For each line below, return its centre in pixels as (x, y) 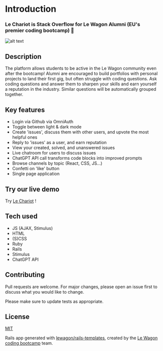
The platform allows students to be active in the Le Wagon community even (81, 68)
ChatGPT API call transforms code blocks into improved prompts (77, 158)
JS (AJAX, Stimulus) (32, 228)
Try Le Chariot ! (21, 201)
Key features (25, 110)
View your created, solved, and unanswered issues (63, 148)
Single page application (36, 174)
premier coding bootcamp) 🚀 (40, 30)
